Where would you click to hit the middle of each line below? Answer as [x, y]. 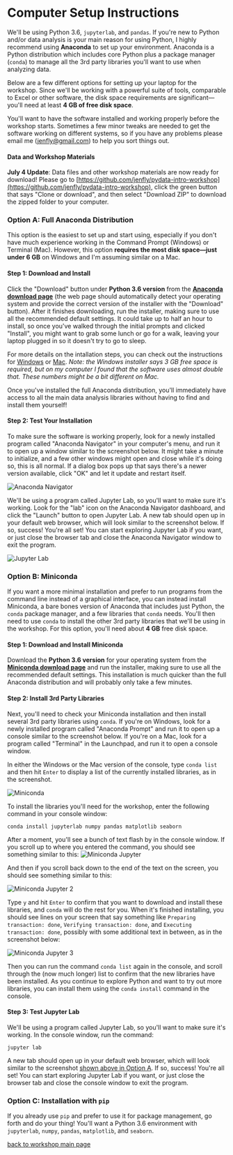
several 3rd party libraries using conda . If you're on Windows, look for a [109, 721]
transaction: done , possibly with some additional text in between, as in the [115, 932]
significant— [196, 97]
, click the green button [184, 187]
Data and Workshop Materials [51, 157]
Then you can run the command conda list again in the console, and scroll [115, 966]
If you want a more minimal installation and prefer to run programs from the [115, 591]
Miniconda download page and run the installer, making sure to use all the [114, 667]
